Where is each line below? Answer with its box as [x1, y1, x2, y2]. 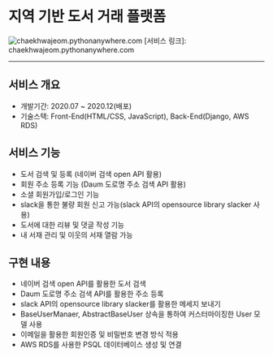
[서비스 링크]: [144, 36, 187, 45]
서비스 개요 [8, 78, 61, 92]
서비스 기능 [8, 146, 61, 160]
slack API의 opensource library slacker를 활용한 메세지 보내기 [19, 299, 221, 309]
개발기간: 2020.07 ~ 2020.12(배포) [19, 101, 132, 110]
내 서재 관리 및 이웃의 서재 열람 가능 [19, 230, 133, 239]
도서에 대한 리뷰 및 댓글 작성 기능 [19, 220, 124, 230]
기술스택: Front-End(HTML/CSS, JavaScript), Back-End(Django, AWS [19, 111, 249, 121]
